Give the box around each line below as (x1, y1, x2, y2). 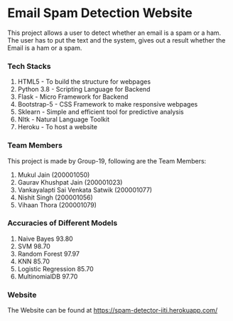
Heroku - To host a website (17, 123, 98, 131)
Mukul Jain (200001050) (17, 170, 90, 179)
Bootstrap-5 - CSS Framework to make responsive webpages (17, 100, 198, 109)
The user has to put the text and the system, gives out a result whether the (7, 36, 226, 44)
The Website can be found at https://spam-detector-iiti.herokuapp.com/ (7, 306, 218, 315)
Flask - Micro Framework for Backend (17, 92, 129, 101)
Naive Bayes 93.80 (17, 234, 73, 243)
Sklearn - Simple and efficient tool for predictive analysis (17, 108, 184, 116)
